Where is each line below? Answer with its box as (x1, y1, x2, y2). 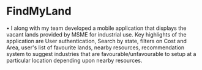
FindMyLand (6, 4, 72, 18)
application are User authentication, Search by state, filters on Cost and (6, 37, 187, 44)
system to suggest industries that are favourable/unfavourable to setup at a (6, 50, 196, 57)
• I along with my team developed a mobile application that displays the (6, 24, 187, 32)
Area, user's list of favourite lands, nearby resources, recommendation (6, 44, 185, 51)
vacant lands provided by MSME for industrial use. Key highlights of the (6, 30, 187, 38)
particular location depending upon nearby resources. (6, 57, 143, 64)
